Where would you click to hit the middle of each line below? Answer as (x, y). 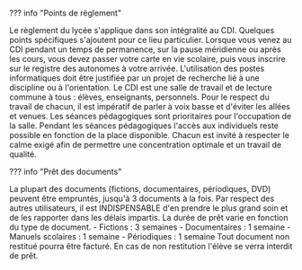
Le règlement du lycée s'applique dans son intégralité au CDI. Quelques (142, 30)
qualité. (23, 154)
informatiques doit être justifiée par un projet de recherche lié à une (134, 78)
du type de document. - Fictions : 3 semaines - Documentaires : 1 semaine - (150, 227)
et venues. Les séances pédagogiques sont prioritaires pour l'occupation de (151, 116)
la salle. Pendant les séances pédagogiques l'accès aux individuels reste (144, 126)
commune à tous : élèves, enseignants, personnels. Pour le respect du (139, 97)
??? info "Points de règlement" (66, 13)
